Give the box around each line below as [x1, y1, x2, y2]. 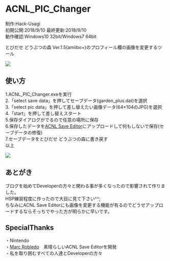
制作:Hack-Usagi [5, 20, 41, 27]
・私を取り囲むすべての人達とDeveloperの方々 [5, 250, 103, 256]
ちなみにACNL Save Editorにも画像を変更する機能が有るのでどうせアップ [5, 202, 159, 208]
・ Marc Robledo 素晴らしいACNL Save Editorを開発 [5, 244, 117, 250]
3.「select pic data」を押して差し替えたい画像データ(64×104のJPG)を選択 [5, 104, 162, 110]
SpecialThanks [5, 223, 54, 232]
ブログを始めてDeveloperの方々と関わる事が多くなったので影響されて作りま [5, 182, 166, 189]
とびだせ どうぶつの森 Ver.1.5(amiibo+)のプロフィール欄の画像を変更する [5, 44, 158, 50]
